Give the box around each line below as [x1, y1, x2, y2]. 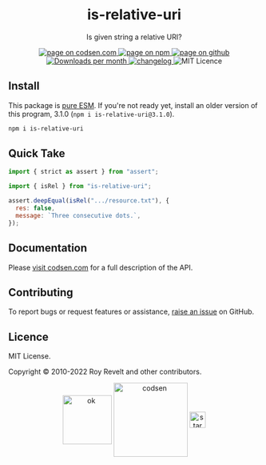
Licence [8, 330, 50, 343]
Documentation [8, 242, 88, 255]
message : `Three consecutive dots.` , [15, 211, 141, 219]
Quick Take [8, 146, 66, 161]
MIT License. [8, 351, 51, 361]
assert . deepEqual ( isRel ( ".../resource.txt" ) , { [8, 197, 170, 205]
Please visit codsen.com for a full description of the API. [8, 263, 193, 272]
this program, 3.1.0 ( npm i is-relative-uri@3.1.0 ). [8, 109, 175, 118]
